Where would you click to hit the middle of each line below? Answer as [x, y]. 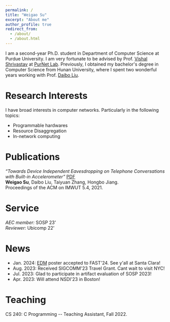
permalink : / [19, 10]
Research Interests [46, 96]
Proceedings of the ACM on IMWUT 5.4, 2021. [54, 187]
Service [22, 208]
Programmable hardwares [40, 125]
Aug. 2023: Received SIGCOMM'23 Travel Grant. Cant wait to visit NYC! [89, 268]
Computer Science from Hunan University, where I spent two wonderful [81, 69]
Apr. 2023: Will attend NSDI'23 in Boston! [56, 279]
